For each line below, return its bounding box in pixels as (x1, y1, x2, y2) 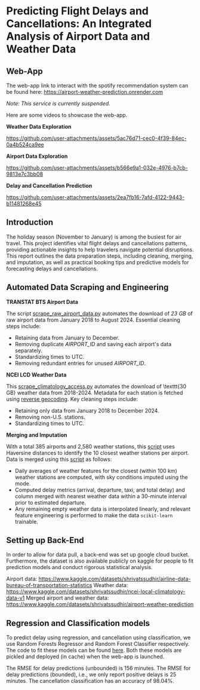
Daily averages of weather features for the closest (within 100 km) (14, 467, 177, 474)
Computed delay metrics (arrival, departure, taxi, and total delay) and (14, 486, 185, 493)
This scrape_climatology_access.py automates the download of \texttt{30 (6, 383, 187, 390)
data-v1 (6, 594, 25, 602)
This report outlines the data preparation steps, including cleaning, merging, (6, 252, 193, 259)
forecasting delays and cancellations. (6, 265, 99, 272)
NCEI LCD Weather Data (6, 371, 67, 378)
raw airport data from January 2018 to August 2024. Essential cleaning (6, 316, 180, 323)
